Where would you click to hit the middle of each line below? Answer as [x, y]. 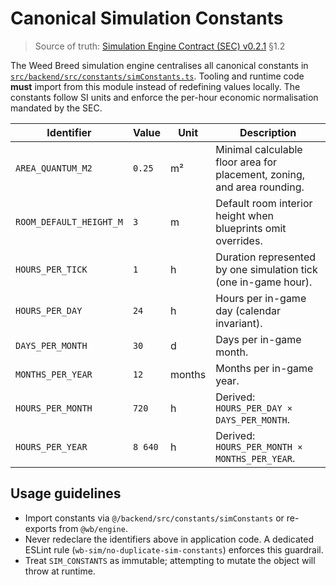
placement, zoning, [260, 174]
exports [40, 528]
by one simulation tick [266, 269]
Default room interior [264, 203]
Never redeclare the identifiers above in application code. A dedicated [169, 539]
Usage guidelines [66, 493]
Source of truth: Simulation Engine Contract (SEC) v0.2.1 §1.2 [160, 46]
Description [268, 132]
